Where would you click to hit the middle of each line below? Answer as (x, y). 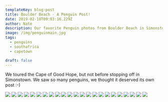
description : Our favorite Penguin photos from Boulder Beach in (74, 28)
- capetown (21, 51)
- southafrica (24, 47)
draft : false (19, 60)
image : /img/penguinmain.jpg (35, 33)
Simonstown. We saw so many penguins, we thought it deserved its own (80, 80)
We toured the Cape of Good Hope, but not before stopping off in (72, 75)
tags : (11, 38)
